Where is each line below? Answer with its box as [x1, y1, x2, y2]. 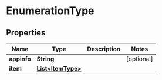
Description [87, 45, 121, 53]
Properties [6, 28, 46, 38]
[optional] [126, 55, 154, 63]
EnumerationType [6, 4, 95, 18]
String [36, 55, 55, 63]
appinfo [9, 55, 31, 63]
